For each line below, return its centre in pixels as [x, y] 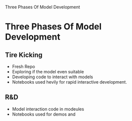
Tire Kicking [24, 55]
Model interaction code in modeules [48, 109]
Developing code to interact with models [52, 77]
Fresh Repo [24, 67]
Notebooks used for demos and [44, 114]
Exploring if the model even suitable [48, 72]
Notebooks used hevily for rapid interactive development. [69, 82]
